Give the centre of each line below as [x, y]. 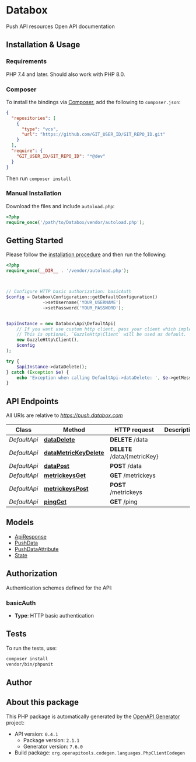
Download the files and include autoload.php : [60, 206]
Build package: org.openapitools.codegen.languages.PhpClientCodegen [100, 753]
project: [15, 722]
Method [74, 430]
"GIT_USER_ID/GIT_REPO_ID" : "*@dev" [61, 156]
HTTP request [134, 430]
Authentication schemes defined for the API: [59, 588]
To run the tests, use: [32, 648]
